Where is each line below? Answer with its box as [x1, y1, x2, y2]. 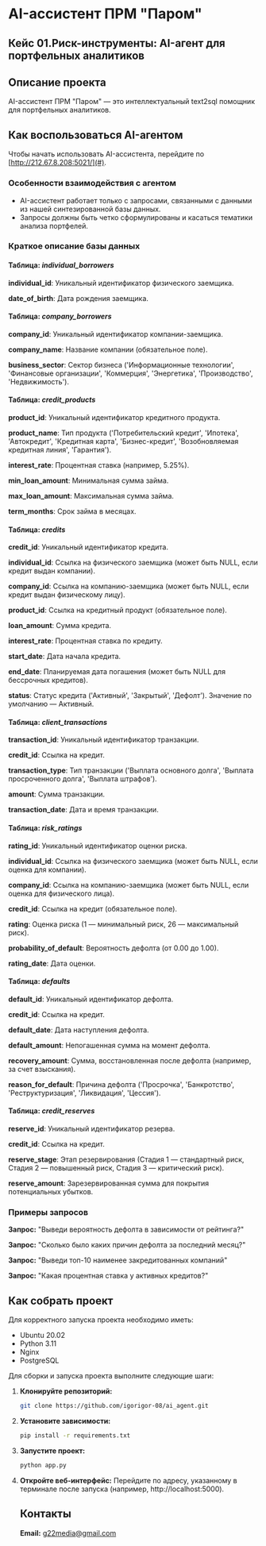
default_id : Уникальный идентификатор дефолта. [8, 994, 174, 1004]
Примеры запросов [8, 1206, 89, 1217]
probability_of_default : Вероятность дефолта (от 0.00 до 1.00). [8, 943, 219, 953]
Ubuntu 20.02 [19, 1331, 66, 1340]
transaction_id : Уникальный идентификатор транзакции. [8, 735, 199, 745]
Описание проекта [8, 75, 106, 89]
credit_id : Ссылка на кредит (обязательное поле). [8, 904, 177, 913]
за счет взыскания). [8, 1064, 76, 1074]
